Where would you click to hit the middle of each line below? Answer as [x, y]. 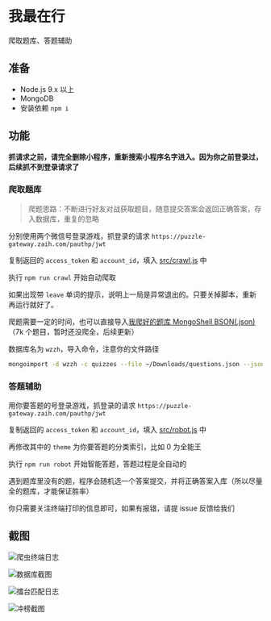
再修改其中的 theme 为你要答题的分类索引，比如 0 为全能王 [105, 447]
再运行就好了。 [33, 304]
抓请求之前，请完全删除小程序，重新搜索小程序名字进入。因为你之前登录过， [135, 156]
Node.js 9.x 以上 [47, 89]
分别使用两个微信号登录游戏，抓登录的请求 [79, 235]
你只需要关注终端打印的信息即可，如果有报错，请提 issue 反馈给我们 [122, 508]
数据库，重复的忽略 [67, 219]
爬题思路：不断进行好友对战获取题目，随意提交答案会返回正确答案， [141, 208]
